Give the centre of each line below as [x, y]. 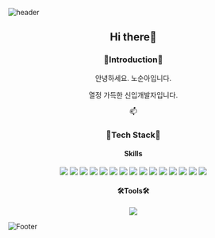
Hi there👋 [133, 37]
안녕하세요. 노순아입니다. [133, 78]
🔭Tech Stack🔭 [133, 135]
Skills [133, 154]
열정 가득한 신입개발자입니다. [133, 94]
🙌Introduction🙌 [133, 59]
